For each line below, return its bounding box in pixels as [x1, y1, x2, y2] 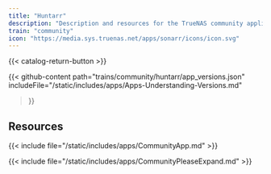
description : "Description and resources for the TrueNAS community [8, 19, 244, 27]
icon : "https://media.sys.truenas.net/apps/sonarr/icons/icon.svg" [8, 34, 240, 43]
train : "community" [8, 27, 74, 35]
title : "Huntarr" [8, 11, 67, 20]
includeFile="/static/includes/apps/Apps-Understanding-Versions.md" [8, 81, 243, 90]
